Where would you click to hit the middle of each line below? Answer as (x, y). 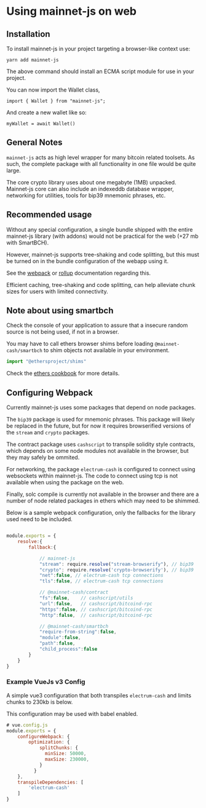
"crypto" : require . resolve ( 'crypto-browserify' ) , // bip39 (116, 570)
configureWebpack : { (44, 736)
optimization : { (49, 742)
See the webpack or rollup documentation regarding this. (79, 273)
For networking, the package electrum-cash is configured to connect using (101, 469)
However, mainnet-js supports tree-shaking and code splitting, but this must (103, 254)
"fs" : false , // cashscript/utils (86, 598)
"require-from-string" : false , (78, 632)
